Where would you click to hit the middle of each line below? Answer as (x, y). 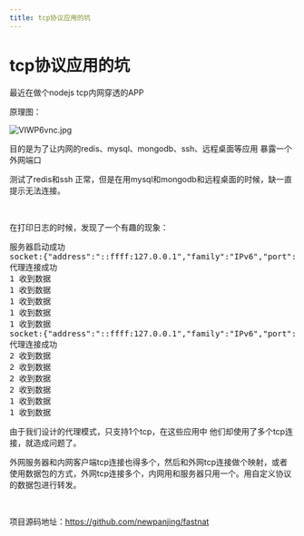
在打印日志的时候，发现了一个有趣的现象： (89, 227)
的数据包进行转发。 (45, 484)
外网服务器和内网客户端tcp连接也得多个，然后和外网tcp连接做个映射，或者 (149, 462)
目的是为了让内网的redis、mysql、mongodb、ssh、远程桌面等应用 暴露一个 (151, 148)
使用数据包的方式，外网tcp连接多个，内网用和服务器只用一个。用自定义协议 (151, 473)
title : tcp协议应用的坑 (50, 18)
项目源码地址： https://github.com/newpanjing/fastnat (109, 521)
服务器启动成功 (37, 247)
